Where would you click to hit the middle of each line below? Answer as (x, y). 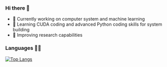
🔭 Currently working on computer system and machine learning (79, 19)
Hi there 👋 (18, 8)
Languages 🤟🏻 (23, 48)
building (21, 30)
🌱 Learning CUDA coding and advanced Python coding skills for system (87, 24)
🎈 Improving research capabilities (47, 35)
